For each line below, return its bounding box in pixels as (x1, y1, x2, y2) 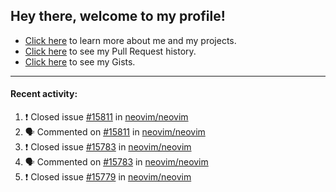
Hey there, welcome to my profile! (10, 8, 226, 25)
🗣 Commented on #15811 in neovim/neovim (24, 126, 206, 138)
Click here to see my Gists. (24, 55, 136, 68)
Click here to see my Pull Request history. (24, 45, 197, 57)
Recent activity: (10, 88, 78, 100)
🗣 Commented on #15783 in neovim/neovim (24, 156, 209, 168)
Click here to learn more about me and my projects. (24, 34, 237, 46)
